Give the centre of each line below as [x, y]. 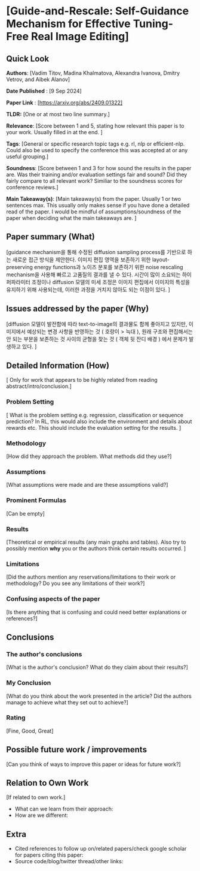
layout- [161, 260]
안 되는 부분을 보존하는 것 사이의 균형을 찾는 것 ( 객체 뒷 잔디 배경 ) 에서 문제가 [97, 339]
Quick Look [28, 58]
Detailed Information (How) [58, 366]
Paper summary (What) [51, 237]
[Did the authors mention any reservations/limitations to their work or [91, 577]
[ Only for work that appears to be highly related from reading [82, 380]
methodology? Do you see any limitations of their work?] [76, 583]
